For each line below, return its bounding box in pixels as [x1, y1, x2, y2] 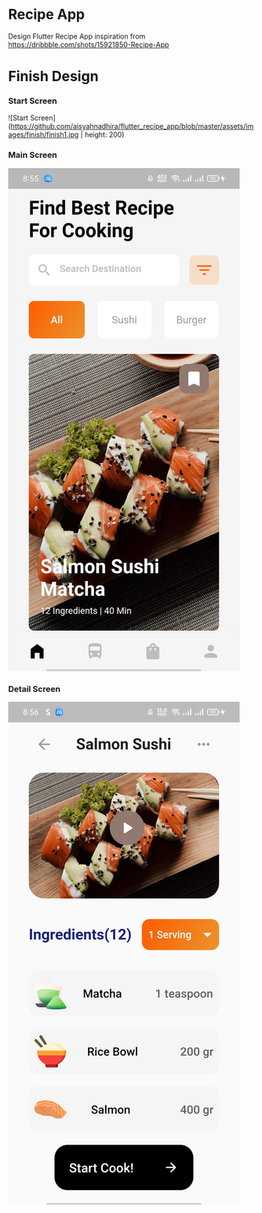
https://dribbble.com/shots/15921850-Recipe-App [8, 39, 169, 49]
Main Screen [8, 149, 57, 160]
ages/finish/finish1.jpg [8, 130, 79, 139]
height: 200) [85, 130, 125, 139]
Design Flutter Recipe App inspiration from [8, 31, 146, 41]
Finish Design [8, 68, 100, 86]
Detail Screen [8, 683, 61, 694]
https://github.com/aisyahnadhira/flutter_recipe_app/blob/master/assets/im [10, 122, 254, 131]
